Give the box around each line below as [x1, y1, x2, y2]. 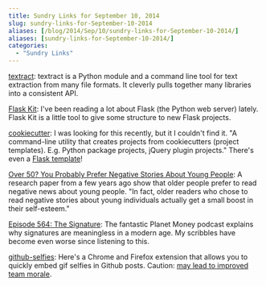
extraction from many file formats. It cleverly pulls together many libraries [8, 80, 252, 89]
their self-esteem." [8, 204, 70, 213]
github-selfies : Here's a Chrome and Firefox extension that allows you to [8, 252, 248, 262]
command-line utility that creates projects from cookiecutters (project [8, 137, 239, 146]
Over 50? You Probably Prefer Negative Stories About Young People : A [8, 170, 243, 179]
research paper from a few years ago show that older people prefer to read [8, 178, 257, 188]
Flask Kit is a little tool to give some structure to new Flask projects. [8, 113, 231, 122]
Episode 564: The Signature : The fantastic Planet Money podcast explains [8, 219, 254, 229]
